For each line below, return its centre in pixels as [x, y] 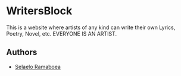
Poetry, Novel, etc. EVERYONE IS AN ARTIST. [62, 33]
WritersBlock [39, 11]
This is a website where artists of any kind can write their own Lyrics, [91, 27]
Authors [22, 53]
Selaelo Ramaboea [38, 66]
